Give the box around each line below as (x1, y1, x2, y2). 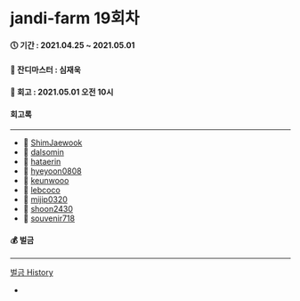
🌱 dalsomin (22, 147, 65, 158)
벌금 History (10, 267, 54, 278)
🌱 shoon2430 (22, 204, 74, 215)
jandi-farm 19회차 (10, 8, 141, 28)
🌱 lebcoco (22, 184, 61, 196)
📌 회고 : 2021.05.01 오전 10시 (10, 86, 114, 97)
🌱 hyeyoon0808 (22, 166, 83, 176)
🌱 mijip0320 (22, 194, 68, 205)
